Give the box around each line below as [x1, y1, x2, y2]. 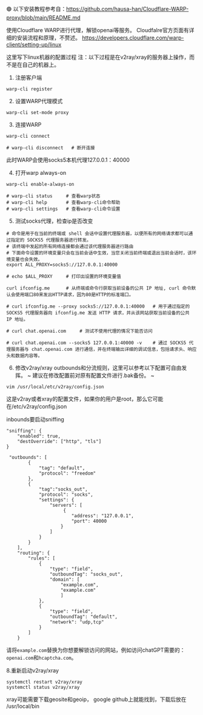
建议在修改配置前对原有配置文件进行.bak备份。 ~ [32, 372, 155, 379]
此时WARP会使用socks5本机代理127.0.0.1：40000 [6, 157, 130, 163]
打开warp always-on [15, 169, 67, 176]
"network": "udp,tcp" [49, 619, 104, 625]
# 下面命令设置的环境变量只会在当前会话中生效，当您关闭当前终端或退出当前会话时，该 [6, 250, 192, 256]
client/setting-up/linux [6, 41, 62, 48]
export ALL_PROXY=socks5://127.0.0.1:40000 [6, 262, 118, 268]
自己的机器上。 [22, 61, 59, 68]
